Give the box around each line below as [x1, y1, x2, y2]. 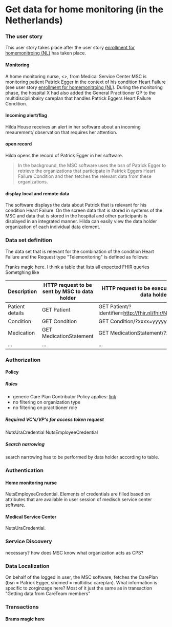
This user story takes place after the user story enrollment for [5, 45, 135, 51]
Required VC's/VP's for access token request [5, 416, 104, 422]
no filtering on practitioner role [12, 404, 78, 411]
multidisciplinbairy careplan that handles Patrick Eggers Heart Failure [5, 95, 151, 101]
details [8, 309, 24, 317]
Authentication [5, 467, 44, 474]
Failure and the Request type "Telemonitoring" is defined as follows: [5, 253, 149, 260]
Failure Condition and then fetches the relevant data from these [17, 173, 152, 179]
